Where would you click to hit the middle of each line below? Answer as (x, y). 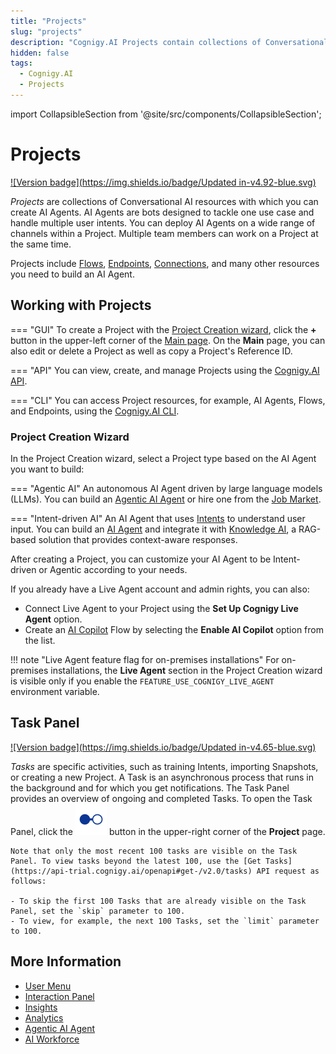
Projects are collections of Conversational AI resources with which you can (164, 201)
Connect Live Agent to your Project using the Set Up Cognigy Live (161, 608)
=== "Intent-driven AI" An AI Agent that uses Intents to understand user (158, 518)
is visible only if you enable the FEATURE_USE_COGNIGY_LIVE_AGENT (142, 681)
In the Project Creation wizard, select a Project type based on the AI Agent (163, 458)
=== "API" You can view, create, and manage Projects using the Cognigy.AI (165, 370)
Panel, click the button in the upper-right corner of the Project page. (168, 831)
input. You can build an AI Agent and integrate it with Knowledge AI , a (153, 529)
